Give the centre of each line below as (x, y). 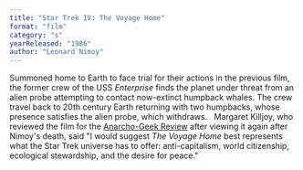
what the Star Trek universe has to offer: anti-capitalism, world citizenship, (150, 146)
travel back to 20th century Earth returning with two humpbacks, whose (145, 107)
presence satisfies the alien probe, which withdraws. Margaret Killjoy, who (151, 117)
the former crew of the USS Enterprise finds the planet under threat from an (152, 88)
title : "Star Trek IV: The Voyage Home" (88, 18)
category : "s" (37, 35)
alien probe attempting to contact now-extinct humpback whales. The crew (151, 98)
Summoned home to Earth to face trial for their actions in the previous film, (150, 78)
